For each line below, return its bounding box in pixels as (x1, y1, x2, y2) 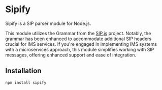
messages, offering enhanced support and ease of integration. (5, 52, 136, 58)
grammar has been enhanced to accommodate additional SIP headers (5, 36, 152, 42)
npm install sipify (5, 80, 47, 85)
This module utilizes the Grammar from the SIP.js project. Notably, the (5, 30, 151, 36)
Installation (5, 67, 42, 75)
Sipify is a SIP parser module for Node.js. (5, 20, 91, 26)
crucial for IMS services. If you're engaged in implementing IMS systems (5, 41, 157, 47)
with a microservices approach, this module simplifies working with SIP (5, 46, 154, 52)
